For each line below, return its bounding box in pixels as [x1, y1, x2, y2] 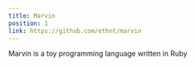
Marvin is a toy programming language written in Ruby [8, 49, 188, 59]
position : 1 [8, 19, 48, 27]
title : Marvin [8, 11, 56, 20]
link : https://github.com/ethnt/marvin [8, 27, 142, 35]
